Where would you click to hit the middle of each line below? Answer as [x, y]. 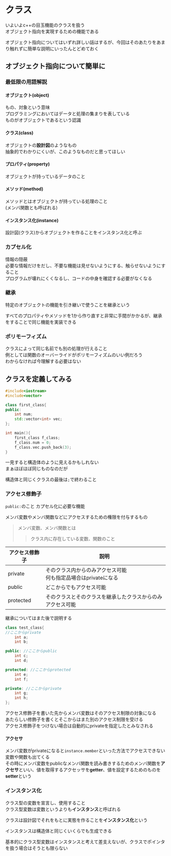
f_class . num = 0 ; [33, 443]
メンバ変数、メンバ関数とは [47, 528]
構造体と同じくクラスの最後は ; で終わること [51, 480]
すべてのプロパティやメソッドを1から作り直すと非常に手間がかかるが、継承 [84, 316]
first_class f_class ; [37, 438]
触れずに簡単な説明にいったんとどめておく [54, 48]
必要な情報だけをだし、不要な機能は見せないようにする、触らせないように [83, 266]
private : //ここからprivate [34, 688]
